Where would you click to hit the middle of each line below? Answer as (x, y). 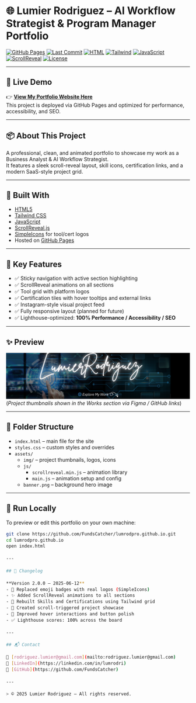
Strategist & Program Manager (81, 24)
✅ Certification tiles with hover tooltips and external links (83, 298)
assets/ (24, 454)
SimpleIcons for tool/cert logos (52, 234)
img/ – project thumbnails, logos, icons (69, 459)
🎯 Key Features (34, 264)
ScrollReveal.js (32, 228)
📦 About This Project (46, 136)
